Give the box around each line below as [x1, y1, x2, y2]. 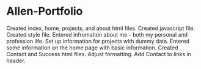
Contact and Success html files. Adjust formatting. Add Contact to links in [6, 50, 191, 57]
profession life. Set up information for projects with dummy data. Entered [6, 37, 190, 45]
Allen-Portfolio [6, 4, 83, 18]
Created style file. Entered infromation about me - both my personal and [6, 31, 188, 38]
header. [6, 57, 26, 64]
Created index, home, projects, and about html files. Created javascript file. [6, 24, 196, 32]
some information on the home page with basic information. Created [6, 44, 178, 51]
